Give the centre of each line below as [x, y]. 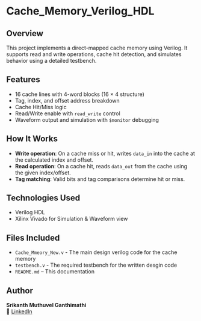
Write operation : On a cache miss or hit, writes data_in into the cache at [105, 153]
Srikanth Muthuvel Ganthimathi [46, 305]
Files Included [33, 237]
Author [20, 291]
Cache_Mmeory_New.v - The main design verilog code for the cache [96, 252]
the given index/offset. [43, 173]
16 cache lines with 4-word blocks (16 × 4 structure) [79, 94]
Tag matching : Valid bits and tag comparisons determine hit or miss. [100, 179]
